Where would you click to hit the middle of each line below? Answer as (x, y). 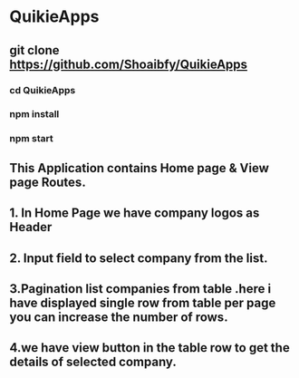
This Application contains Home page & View (140, 168)
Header (31, 227)
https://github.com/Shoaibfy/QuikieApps (128, 64)
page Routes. (48, 182)
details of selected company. (93, 362)
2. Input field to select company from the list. (139, 258)
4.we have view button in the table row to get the (149, 348)
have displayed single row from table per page (143, 302)
